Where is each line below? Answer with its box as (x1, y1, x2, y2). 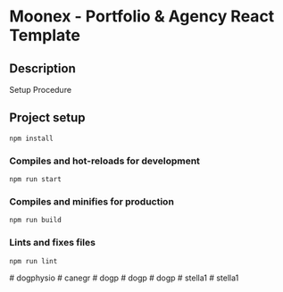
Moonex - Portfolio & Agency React (9, 6, 275, 27)
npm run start (9, 175, 62, 184)
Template (9, 25, 80, 46)
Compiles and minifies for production (9, 196, 174, 208)
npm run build (9, 216, 62, 225)
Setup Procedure (9, 85, 72, 95)
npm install (9, 134, 54, 143)
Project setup (9, 110, 87, 126)
